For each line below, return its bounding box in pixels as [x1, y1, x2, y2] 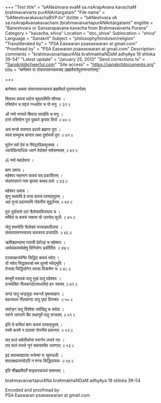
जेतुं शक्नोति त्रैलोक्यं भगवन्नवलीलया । [5, 224, 63, 230]
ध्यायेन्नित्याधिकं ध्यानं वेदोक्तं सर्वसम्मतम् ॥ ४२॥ [5, 147, 78, 153]
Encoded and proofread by [5, 387, 60, 393]
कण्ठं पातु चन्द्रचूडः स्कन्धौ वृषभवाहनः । [5, 291, 64, 296]
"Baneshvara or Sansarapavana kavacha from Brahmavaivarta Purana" [5, 25, 148, 31]
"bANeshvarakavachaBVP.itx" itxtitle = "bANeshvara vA [5, 15, 117, 20]
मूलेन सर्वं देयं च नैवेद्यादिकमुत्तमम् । [5, 142, 59, 148]
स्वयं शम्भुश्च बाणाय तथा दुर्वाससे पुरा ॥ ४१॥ [5, 132, 73, 138]
